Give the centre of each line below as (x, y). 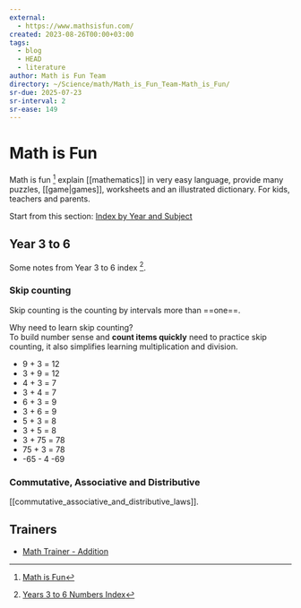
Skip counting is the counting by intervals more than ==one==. (125, 310)
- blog (30, 51)
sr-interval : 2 (38, 101)
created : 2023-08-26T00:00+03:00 (72, 34)
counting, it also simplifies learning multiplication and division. (124, 347)
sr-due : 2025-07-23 (46, 92)
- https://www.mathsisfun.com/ (76, 26)
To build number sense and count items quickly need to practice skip (138, 337)
